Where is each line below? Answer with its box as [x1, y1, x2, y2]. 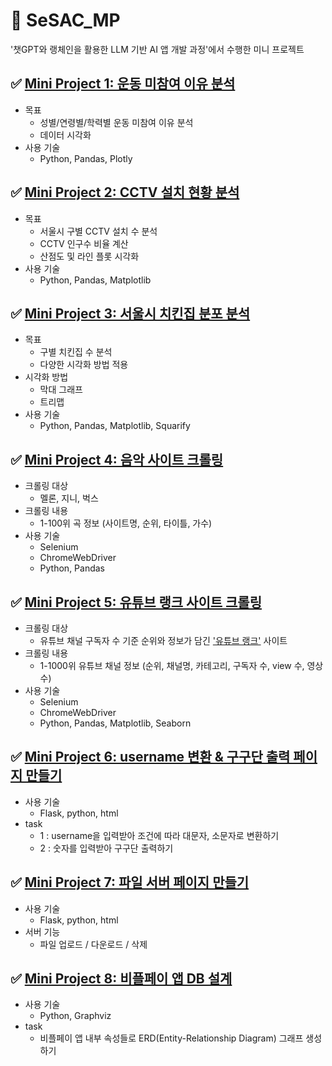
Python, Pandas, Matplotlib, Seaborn [39, 717, 192, 729]
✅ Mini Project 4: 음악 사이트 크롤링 [10, 451, 224, 468]
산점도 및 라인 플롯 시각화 [39, 250, 140, 262]
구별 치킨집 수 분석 [39, 346, 113, 358]
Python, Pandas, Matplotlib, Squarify [39, 420, 191, 432]
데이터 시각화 [39, 129, 92, 141]
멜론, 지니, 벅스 [39, 492, 99, 504]
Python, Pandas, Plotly [39, 152, 133, 164]
